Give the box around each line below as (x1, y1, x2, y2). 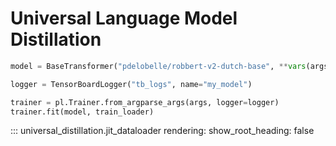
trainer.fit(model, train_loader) (10, 107, 155, 117)
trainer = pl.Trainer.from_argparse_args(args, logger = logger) (10, 97, 280, 107)
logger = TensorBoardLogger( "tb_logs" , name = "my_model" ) (10, 79, 253, 89)
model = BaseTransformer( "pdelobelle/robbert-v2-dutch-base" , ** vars (10, 61, 307, 71)
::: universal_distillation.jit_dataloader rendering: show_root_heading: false (10, 125, 315, 137)
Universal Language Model (10, 7, 238, 30)
